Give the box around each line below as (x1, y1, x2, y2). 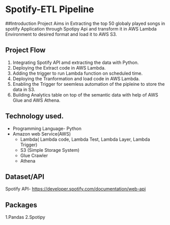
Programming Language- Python (12, 125, 82, 132)
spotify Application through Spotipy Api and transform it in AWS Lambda (5, 25, 157, 31)
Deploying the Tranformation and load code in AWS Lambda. (12, 75, 140, 82)
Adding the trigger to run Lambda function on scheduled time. (12, 70, 143, 76)
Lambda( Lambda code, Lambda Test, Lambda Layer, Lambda (20, 136, 150, 142)
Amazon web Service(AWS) (12, 131, 71, 137)
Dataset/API (5, 172, 45, 181)
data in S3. (12, 86, 36, 92)
